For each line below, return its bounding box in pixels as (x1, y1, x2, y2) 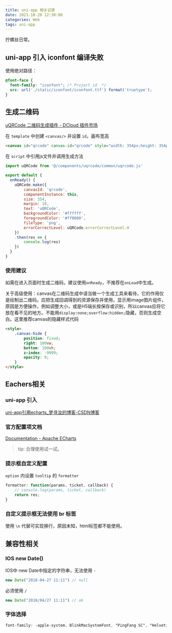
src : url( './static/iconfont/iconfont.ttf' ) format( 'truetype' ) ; (10, 87, 153, 92)
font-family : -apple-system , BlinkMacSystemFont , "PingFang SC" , (5, 623, 147, 628)
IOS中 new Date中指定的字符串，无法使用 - (5, 567, 96, 573)
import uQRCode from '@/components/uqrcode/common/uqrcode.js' (5, 164, 143, 169)
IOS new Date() (5, 555, 44, 562)
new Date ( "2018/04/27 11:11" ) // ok (5, 598, 83, 603)
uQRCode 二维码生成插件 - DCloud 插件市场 (5, 122, 98, 128)
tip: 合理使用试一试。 (17, 446, 62, 452)
